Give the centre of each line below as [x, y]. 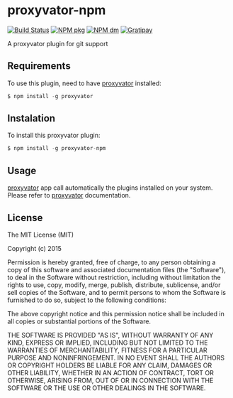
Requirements [39, 66]
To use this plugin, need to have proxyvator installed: [84, 83]
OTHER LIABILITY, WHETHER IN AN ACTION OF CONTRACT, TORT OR [110, 372]
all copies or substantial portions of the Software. [79, 321]
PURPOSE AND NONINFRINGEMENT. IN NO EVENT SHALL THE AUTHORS [116, 357]
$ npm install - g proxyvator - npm [57, 149]
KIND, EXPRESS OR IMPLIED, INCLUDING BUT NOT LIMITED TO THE [108, 343]
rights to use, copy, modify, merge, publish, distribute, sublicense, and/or [114, 285]
